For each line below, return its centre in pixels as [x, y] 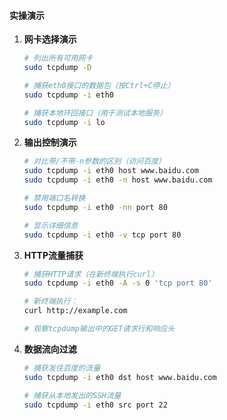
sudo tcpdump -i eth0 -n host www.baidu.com [118, 180]
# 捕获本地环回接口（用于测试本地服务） [95, 113]
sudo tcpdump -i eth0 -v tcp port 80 [102, 235]
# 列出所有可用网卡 [58, 58]
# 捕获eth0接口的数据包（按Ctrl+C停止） [99, 85]
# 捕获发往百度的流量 [62, 368]
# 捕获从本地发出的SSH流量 [72, 395]
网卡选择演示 [50, 39]
